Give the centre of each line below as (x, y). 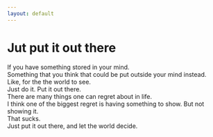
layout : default (31, 13)
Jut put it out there (62, 47)
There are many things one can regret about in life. (80, 96)
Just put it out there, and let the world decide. (73, 126)
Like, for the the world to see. (49, 82)
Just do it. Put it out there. (44, 89)
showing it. (23, 111)
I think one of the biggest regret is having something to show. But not (106, 104)
